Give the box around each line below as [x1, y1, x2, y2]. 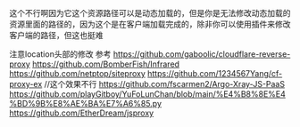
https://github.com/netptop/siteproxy [9, 68, 146, 78]
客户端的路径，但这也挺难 [9, 30, 104, 40]
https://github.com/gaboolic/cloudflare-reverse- [112, 49, 291, 60]
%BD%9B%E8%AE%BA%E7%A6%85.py [9, 99, 162, 108]
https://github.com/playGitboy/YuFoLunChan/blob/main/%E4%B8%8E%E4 [9, 89, 286, 99]
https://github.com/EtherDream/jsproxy [9, 107, 154, 118]
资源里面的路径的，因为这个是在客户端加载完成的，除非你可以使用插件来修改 [9, 19, 291, 29]
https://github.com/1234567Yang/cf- [146, 68, 283, 78]
